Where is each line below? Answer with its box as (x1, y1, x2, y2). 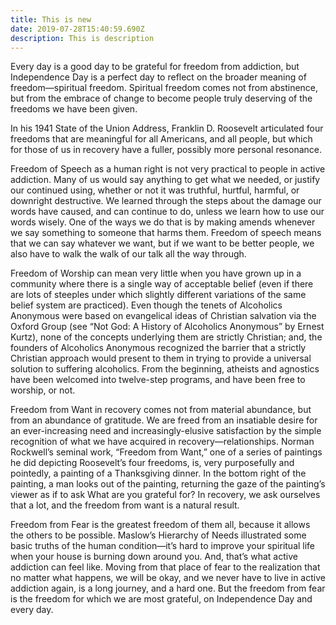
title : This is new (10, 14, 92, 25)
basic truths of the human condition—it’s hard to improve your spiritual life (10, 540, 316, 552)
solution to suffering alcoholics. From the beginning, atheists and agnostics (10, 363, 320, 375)
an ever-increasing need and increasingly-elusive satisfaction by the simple (10, 425, 322, 437)
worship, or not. (10, 384, 76, 396)
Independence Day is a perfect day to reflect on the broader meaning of (10, 71, 307, 83)
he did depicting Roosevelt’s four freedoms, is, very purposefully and (10, 457, 295, 469)
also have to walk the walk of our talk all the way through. (10, 248, 247, 260)
